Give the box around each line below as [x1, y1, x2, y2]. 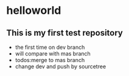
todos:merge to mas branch [15, 57, 85, 63]
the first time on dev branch [15, 43, 85, 51]
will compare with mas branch [15, 50, 91, 57]
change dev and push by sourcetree [15, 63, 106, 70]
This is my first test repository [6, 28, 123, 38]
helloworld [6, 4, 61, 17]
